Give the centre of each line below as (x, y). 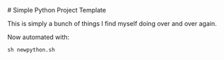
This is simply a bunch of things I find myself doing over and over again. (112, 23)
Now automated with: (39, 37)
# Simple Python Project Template (57, 10)
